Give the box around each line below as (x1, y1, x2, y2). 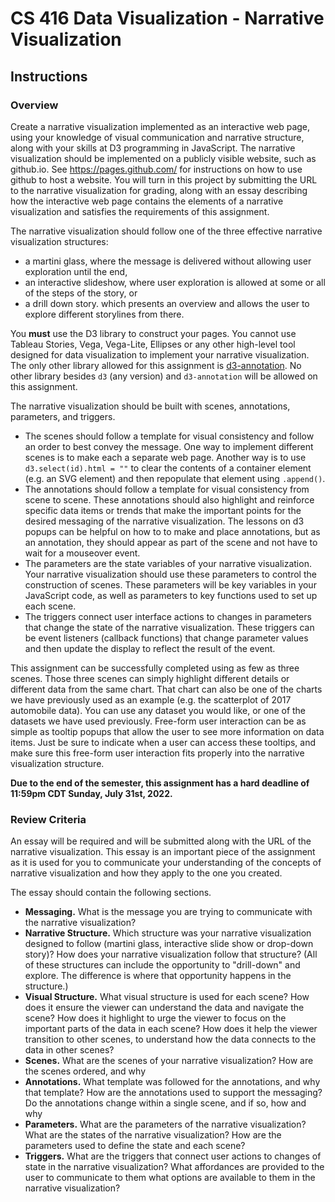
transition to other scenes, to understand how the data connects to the (24, 1033, 317, 1046)
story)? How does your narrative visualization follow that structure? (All (24, 948, 318, 961)
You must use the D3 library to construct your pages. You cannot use (10, 327, 297, 339)
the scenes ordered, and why (24, 1065, 147, 1077)
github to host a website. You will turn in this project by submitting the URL (10, 173, 318, 186)
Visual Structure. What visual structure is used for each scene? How (24, 991, 310, 1003)
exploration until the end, (24, 265, 128, 277)
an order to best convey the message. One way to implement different (24, 440, 314, 452)
